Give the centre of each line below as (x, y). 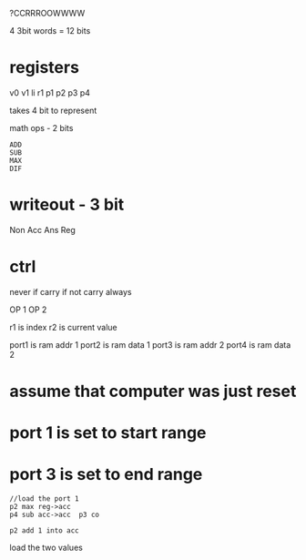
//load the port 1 (44, 499)
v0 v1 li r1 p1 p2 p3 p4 (50, 92)
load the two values (46, 548)
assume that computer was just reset (153, 392)
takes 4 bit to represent (53, 110)
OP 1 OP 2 (28, 310)
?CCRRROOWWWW (47, 13)
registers (45, 68)
